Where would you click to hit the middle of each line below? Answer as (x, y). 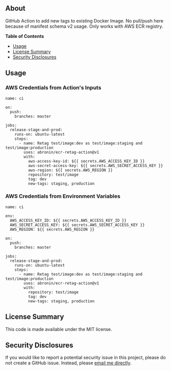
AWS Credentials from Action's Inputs (53, 88)
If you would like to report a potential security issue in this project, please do (86, 358)
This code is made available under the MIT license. (59, 329)
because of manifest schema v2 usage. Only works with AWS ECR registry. (84, 26)
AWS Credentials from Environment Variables (63, 196)
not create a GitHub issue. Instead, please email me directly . (68, 363)
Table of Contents (25, 36)
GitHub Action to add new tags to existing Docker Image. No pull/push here (84, 20)
